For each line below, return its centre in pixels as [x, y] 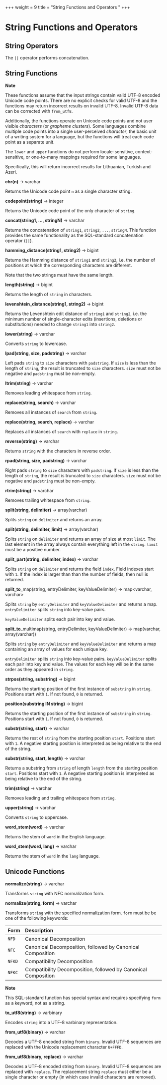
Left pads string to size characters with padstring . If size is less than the [81, 363]
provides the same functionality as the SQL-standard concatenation [74, 235]
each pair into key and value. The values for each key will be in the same [80, 664]
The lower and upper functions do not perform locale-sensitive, [70, 151]
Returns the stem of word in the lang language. [53, 856]
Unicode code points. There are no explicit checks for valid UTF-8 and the [81, 100]
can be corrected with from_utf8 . [39, 111]
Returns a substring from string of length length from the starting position [82, 768]
